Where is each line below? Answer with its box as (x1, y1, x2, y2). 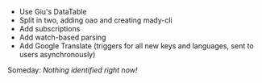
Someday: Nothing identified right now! (7, 65, 138, 75)
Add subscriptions (19, 24, 81, 33)
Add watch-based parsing (19, 32, 106, 42)
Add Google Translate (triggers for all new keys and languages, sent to (19, 41, 255, 51)
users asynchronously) (19, 50, 96, 59)
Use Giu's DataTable (19, 7, 87, 16)
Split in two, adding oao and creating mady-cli (19, 15, 173, 25)
